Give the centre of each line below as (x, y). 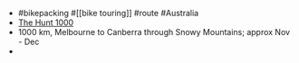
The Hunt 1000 (46, 22)
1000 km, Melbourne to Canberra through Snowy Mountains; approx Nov (154, 32)
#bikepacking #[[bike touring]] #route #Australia (108, 13)
